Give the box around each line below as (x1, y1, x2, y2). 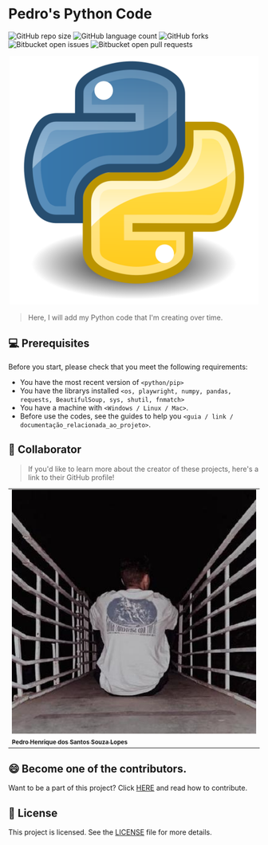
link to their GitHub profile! (27, 472, 115, 482)
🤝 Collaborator (8, 443, 82, 457)
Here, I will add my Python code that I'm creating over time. (27, 312, 223, 322)
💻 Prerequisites (8, 336, 90, 351)
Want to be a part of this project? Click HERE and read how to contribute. (8, 783, 248, 793)
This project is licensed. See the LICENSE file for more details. (8, 827, 213, 837)
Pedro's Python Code (8, 5, 152, 23)
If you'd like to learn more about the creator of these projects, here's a (27, 464, 259, 474)
